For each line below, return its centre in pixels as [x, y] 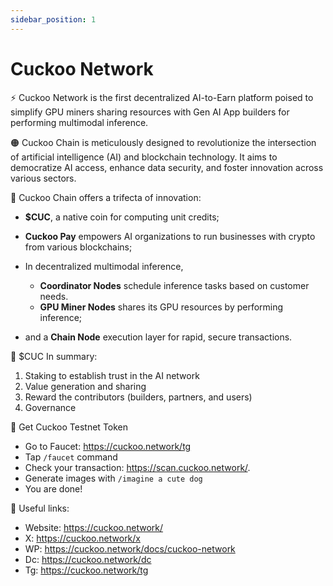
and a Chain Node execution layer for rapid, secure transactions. [158, 337]
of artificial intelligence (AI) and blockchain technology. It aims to [144, 157]
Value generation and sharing [85, 386]
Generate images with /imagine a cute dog [113, 478]
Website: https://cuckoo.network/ [94, 527]
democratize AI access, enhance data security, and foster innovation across [167, 167]
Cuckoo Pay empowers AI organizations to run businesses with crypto [170, 236]
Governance [50, 407]
